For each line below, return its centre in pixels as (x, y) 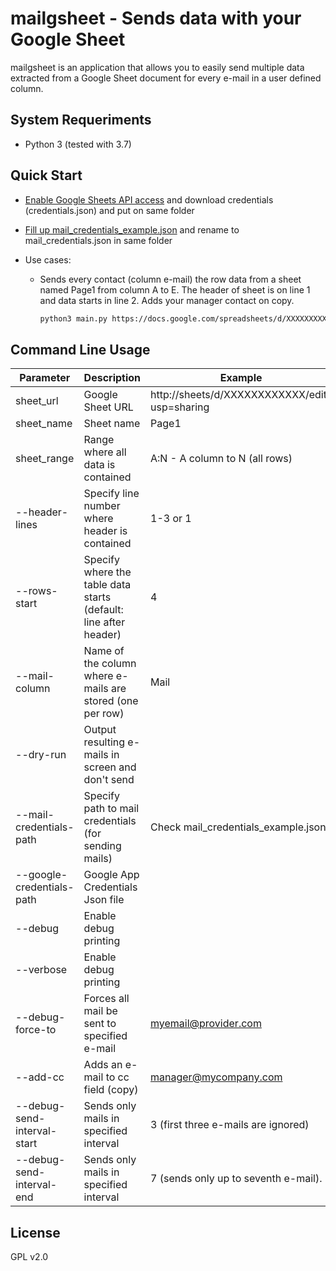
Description (112, 378)
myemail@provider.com (206, 1024)
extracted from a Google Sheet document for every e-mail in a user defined (166, 78)
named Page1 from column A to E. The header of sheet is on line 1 (175, 289)
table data (107, 585)
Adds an (103, 1065)
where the (107, 572)
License (35, 1232)
